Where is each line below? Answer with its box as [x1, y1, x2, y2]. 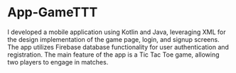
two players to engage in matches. [7, 57, 109, 66]
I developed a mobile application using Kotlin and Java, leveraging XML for [7, 28, 226, 36]
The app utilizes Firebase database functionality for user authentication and [7, 43, 230, 51]
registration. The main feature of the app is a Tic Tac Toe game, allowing [7, 50, 220, 59]
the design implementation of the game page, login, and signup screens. [7, 35, 220, 43]
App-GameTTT [7, 4, 98, 21]
